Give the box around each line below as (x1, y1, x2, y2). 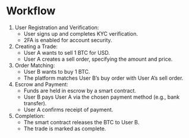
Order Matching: (14, 61, 55, 69)
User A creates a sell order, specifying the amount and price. (23, 55, 173, 62)
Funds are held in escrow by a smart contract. (23, 87, 137, 94)
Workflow (6, 4, 56, 18)
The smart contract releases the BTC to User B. (23, 118, 140, 126)
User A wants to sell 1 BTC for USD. (23, 49, 110, 56)
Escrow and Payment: (14, 80, 68, 87)
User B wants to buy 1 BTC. (23, 68, 90, 75)
